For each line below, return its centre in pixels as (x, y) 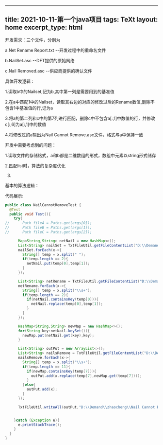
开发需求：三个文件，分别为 (33, 40)
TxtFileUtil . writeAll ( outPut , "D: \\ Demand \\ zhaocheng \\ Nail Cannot (86, 407)
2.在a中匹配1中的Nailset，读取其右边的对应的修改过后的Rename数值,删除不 (80, 102)
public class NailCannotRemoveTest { (43, 205)
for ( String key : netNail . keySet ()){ (54, 331)
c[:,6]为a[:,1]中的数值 (26, 124)
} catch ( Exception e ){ (37, 420)
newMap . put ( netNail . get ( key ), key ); (58, 335)
